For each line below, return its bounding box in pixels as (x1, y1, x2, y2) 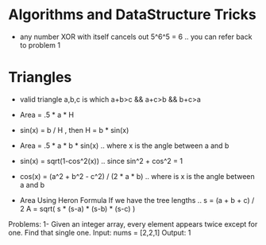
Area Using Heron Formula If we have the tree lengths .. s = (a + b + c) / (19, 195, 255, 204)
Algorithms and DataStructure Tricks (8, 6, 256, 24)
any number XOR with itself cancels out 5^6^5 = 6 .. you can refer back (19, 32, 253, 41)
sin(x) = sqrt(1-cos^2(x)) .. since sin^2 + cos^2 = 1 (19, 156, 183, 165)
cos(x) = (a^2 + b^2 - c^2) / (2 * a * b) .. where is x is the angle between (19, 171, 256, 181)
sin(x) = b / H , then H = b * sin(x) (19, 125, 129, 134)
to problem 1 (19, 40, 61, 49)
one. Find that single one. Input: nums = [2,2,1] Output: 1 (8, 227, 191, 237)
